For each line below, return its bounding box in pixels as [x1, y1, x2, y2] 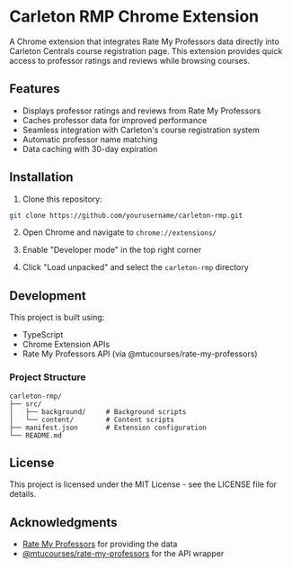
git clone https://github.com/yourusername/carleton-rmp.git [9, 211, 243, 220]
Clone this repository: [22, 194, 102, 204]
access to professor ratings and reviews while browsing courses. [9, 55, 250, 66]
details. [9, 489, 37, 500]
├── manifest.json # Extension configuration [9, 423, 207, 432]
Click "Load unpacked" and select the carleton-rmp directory [22, 262, 249, 273]
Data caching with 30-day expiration [22, 143, 158, 154]
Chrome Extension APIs [22, 339, 111, 350]
